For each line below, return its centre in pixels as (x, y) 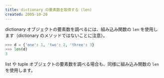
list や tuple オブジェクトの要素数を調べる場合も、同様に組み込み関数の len (82, 64)
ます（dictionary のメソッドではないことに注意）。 (56, 35)
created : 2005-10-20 (27, 14)
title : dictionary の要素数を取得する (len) (48, 10)
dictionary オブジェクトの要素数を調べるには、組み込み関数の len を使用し (82, 29)
